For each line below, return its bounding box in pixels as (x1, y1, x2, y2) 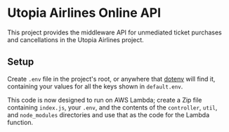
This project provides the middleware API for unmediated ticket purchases (7, 28, 223, 37)
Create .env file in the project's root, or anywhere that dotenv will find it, (7, 74, 216, 83)
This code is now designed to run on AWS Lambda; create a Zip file (7, 95, 202, 104)
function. (7, 118, 34, 126)
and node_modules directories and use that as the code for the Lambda (7, 110, 210, 119)
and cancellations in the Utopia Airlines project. (7, 35, 144, 44)
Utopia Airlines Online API (7, 5, 162, 21)
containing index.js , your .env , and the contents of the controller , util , (7, 103, 218, 112)
